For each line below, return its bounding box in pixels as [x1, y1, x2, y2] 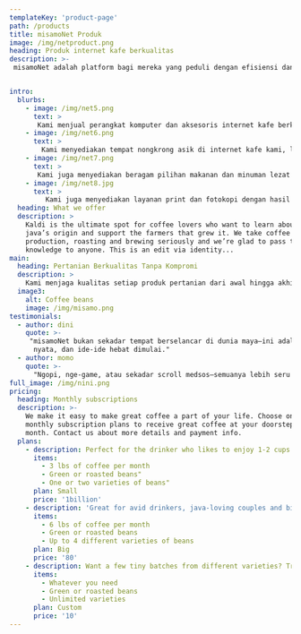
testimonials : [9, 312, 63, 321]
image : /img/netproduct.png [9, 38, 115, 47]
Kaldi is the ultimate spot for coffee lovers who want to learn [25, 220, 275, 229]
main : [9, 253, 30, 262]
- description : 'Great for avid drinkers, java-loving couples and [25, 503, 282, 512]
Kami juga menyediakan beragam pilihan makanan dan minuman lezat [37, 170, 291, 179]
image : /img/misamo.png [25, 304, 115, 313]
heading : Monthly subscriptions [17, 395, 139, 404]
